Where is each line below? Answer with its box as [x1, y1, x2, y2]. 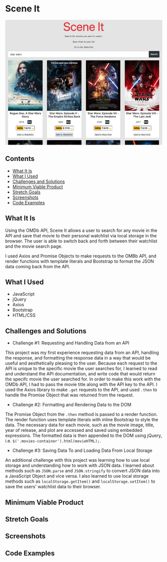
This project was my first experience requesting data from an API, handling [5, 350, 160, 356]
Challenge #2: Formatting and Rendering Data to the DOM [12, 402, 132, 408]
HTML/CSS [12, 312, 36, 318]
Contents [5, 155, 35, 163]
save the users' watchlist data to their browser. [5, 484, 101, 490]
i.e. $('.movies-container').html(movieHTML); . [5, 438, 101, 444]
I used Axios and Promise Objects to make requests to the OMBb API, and [5, 253, 157, 259]
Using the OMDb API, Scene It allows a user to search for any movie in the [5, 227, 158, 233]
